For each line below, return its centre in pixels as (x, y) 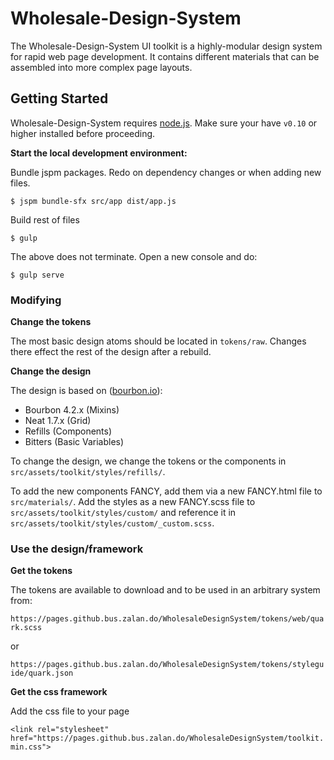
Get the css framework (59, 692)
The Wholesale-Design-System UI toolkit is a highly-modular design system (166, 46)
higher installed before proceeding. (83, 133)
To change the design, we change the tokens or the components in (148, 461)
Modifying (36, 300)
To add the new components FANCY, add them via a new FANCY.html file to (166, 491)
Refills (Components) (68, 431)
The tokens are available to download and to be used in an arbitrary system (165, 590)
